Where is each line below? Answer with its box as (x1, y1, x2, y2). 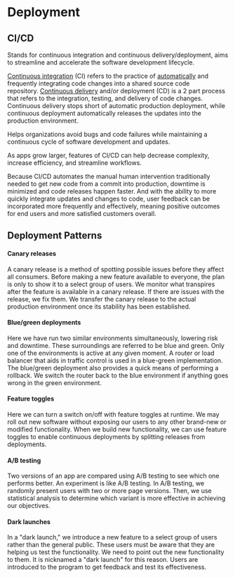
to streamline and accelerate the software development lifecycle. (7, 58, 195, 67)
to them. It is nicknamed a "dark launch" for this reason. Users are (7, 556, 199, 564)
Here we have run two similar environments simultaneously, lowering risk (7, 334, 219, 342)
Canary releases (7, 249, 57, 257)
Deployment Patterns (7, 229, 102, 242)
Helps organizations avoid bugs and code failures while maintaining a (7, 130, 208, 138)
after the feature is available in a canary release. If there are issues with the (7, 287, 224, 295)
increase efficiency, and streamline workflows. (7, 159, 142, 167)
